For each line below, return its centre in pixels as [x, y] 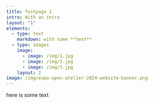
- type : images [30, 45]
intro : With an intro [33, 17]
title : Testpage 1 [29, 12]
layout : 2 [29, 73]
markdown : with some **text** [55, 39]
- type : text [28, 34]
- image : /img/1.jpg [47, 56]
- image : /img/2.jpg [47, 61]
